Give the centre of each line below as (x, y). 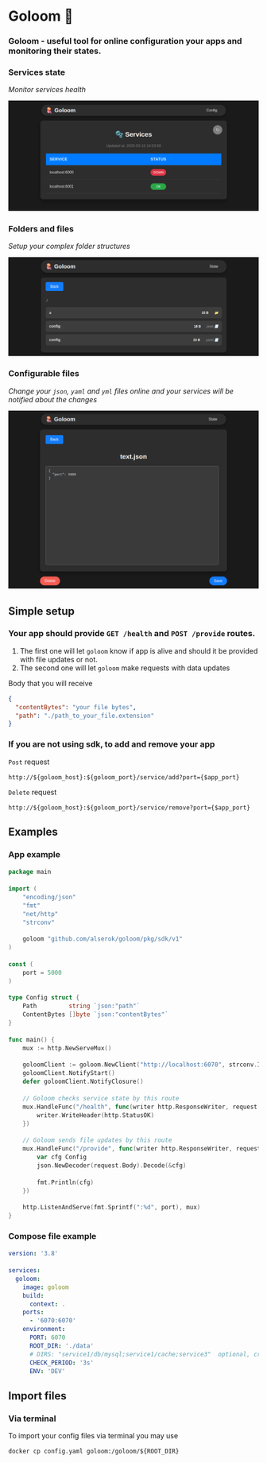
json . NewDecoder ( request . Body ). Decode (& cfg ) (112, 1165)
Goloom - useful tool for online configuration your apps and (125, 41)
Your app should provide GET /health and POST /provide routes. (132, 634)
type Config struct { (44, 998)
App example (35, 854)
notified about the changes (53, 399)
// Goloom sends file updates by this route (97, 1140)
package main (30, 872)
